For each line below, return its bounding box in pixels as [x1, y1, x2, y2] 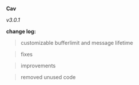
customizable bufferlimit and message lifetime [20, 40, 133, 46]
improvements [20, 62, 56, 69]
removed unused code [20, 74, 76, 80]
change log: [6, 28, 37, 35]
